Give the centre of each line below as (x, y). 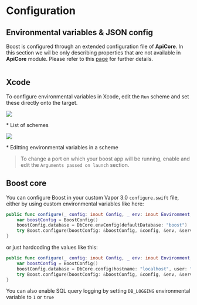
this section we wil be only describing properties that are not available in (94, 53)
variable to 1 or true (30, 297)
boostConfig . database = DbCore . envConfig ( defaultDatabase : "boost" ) (102, 225)
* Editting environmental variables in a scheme (62, 147)
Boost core (26, 184)
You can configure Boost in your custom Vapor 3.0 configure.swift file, (93, 197)
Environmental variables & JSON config (80, 32)
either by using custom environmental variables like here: (75, 204)
